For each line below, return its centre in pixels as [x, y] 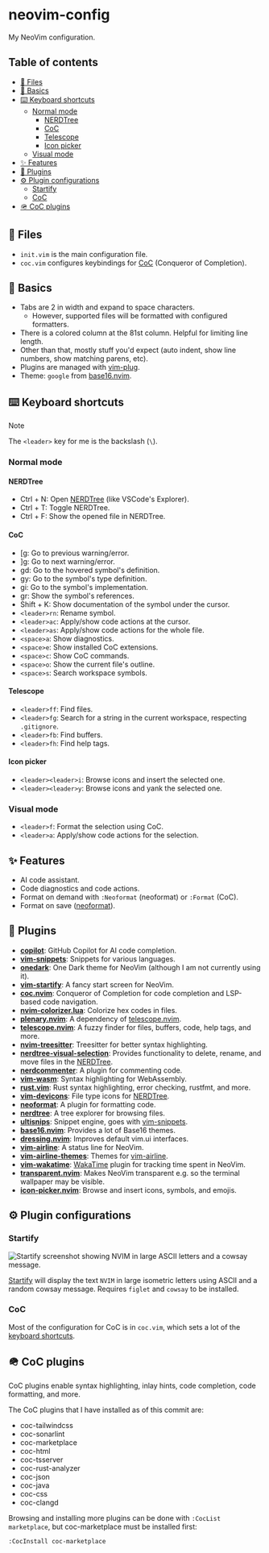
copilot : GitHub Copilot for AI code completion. [98, 950]
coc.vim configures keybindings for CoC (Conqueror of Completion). [133, 263]
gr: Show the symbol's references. [77, 596]
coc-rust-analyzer [50, 1468]
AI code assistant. [50, 880]
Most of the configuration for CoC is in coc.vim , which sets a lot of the [124, 1327]
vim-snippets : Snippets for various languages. [97, 959]
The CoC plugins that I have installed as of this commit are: [106, 1410]
